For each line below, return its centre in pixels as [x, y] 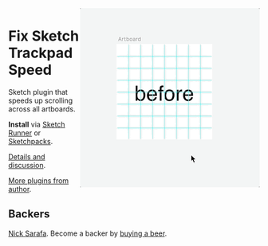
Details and [27, 156]
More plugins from [39, 180]
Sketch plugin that [38, 92]
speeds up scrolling [41, 100]
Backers [29, 214]
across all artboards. [42, 109]
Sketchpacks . [31, 141]
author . [20, 189]
